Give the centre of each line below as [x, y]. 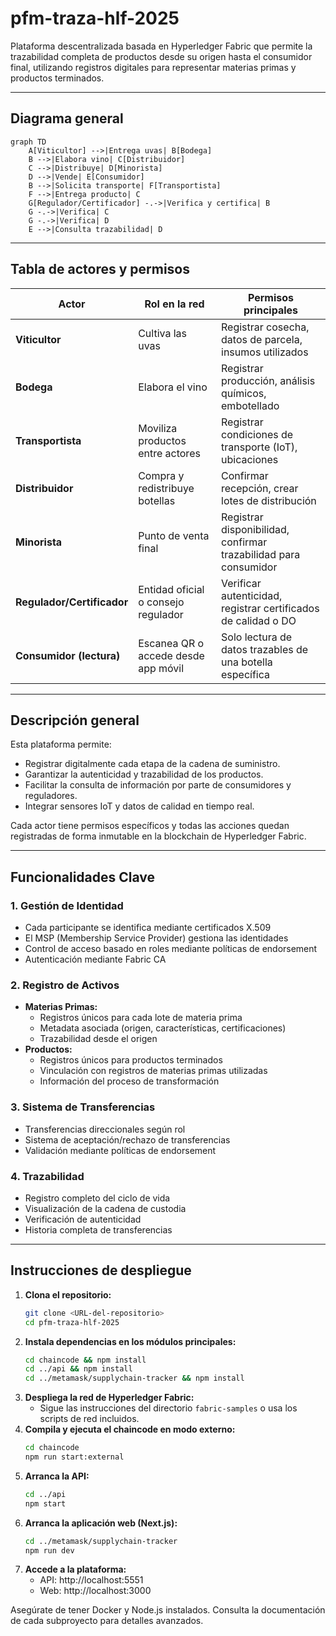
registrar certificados [270, 608]
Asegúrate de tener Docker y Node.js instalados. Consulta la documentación [168, 1610]
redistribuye [166, 488]
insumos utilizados [265, 352]
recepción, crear [260, 488]
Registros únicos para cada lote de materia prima [141, 1018]
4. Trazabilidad [47, 1176]
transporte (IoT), [259, 447]
